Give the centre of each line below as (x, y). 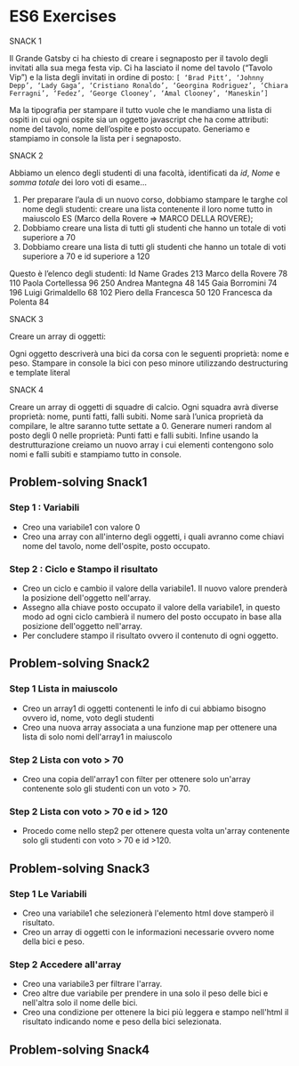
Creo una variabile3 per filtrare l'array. (92, 984)
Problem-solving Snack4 (79, 1050)
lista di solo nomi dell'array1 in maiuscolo (97, 737)
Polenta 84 (29, 302)
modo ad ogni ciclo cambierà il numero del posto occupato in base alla (152, 617)
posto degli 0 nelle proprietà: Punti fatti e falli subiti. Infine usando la (134, 435)
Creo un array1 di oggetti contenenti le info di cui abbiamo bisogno (144, 708)
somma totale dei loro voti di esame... (78, 182)
